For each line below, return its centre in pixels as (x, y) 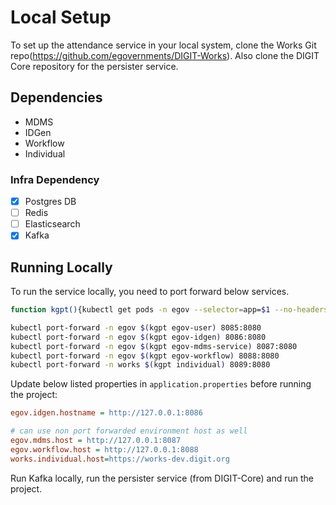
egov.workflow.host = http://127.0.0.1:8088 (104, 449)
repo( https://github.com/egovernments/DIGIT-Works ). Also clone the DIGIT (165, 55)
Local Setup (61, 17)
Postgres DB (50, 202)
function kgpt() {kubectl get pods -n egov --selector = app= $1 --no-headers (169, 310)
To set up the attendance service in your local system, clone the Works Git (163, 45)
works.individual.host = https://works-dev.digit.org (120, 459)
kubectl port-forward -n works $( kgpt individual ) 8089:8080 (140, 365)
